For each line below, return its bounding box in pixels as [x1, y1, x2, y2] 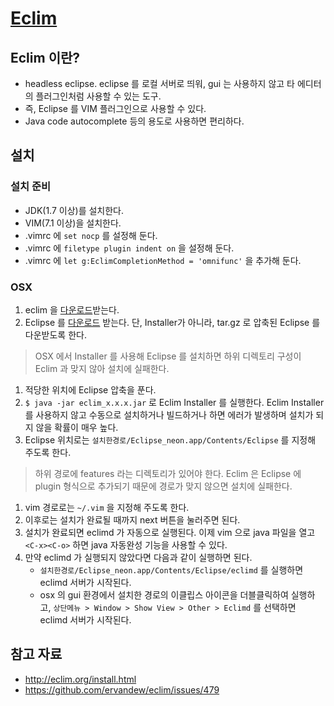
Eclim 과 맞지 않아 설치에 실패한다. [34, 362, 170, 374]
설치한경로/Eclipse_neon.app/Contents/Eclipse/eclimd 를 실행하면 [39, 563, 304, 576]
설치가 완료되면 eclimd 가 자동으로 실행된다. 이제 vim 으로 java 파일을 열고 [24, 526, 316, 538]
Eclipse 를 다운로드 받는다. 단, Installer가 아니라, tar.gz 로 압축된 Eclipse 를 [24, 316, 321, 328]
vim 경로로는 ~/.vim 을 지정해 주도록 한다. [24, 501, 190, 513]
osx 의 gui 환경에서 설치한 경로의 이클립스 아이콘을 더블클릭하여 [39, 588, 289, 601]
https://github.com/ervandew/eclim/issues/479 [24, 683, 220, 696]
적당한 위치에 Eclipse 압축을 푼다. [24, 383, 157, 396]
